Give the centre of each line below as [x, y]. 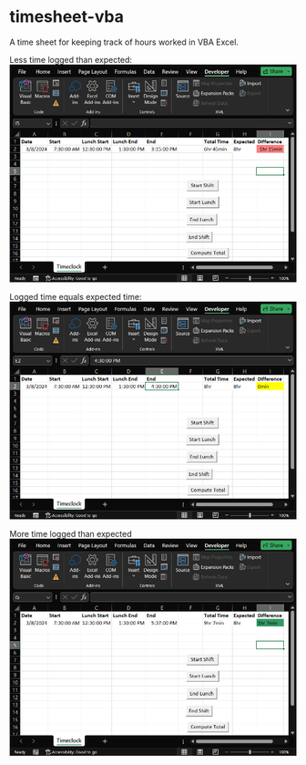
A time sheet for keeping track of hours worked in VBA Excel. [124, 42]
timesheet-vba [67, 17]
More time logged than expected [71, 534]
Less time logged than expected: [71, 59]
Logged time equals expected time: [76, 296]
